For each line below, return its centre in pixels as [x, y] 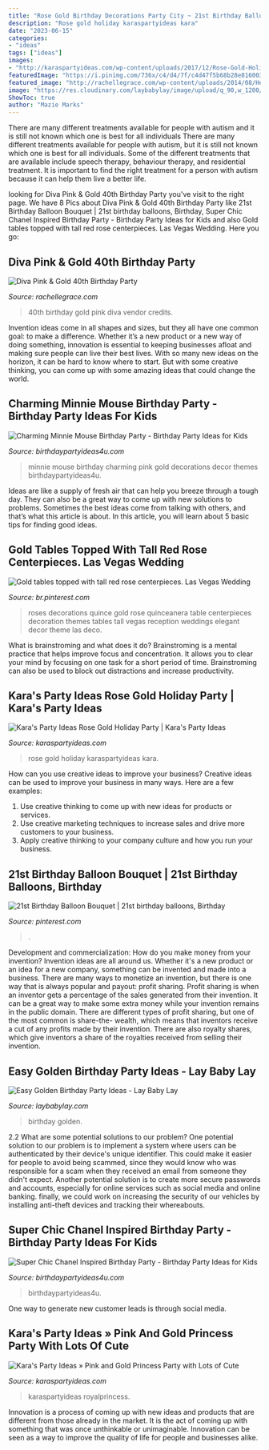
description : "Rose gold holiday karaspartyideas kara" [103, 23]
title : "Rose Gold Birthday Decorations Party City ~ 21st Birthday [125, 16]
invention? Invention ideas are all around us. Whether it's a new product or [131, 961]
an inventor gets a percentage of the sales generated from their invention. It [133, 995]
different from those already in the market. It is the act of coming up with [128, 1420]
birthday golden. [55, 1122]
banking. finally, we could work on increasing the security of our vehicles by [134, 1196]
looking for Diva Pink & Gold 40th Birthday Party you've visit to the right [126, 194]
